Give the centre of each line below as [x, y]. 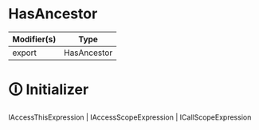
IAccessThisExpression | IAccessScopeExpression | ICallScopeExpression [130, 117]
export [25, 53]
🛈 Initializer [49, 90]
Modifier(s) [34, 39]
